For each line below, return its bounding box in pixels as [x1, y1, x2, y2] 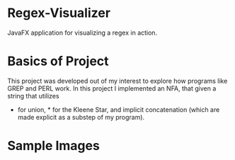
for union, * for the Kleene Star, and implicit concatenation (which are [17, 105, 220, 114]
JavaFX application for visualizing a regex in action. [7, 28, 158, 37]
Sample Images [7, 138, 101, 154]
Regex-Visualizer [7, 5, 111, 21]
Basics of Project [7, 53, 109, 69]
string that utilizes [7, 91, 59, 100]
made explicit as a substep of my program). [17, 113, 145, 121]
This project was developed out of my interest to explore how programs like [7, 76, 228, 85]
